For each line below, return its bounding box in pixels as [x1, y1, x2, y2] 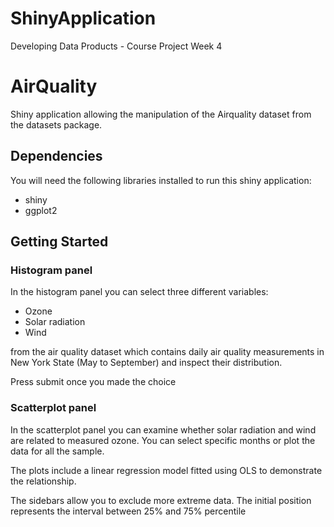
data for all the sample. [10, 445, 105, 457]
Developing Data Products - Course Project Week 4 [10, 40, 223, 52]
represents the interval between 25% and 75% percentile [10, 505, 247, 517]
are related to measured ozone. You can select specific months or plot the [10, 434, 316, 446]
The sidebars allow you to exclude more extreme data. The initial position [10, 494, 312, 506]
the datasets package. [10, 118, 103, 131]
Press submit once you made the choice [10, 376, 177, 388]
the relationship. [10, 475, 77, 487]
